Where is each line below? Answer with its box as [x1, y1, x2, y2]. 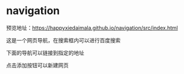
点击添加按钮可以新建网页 [6, 62, 69, 69]
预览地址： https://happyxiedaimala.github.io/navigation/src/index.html [6, 24, 178, 31]
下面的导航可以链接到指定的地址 [6, 49, 84, 56]
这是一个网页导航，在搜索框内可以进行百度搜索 [6, 36, 120, 43]
